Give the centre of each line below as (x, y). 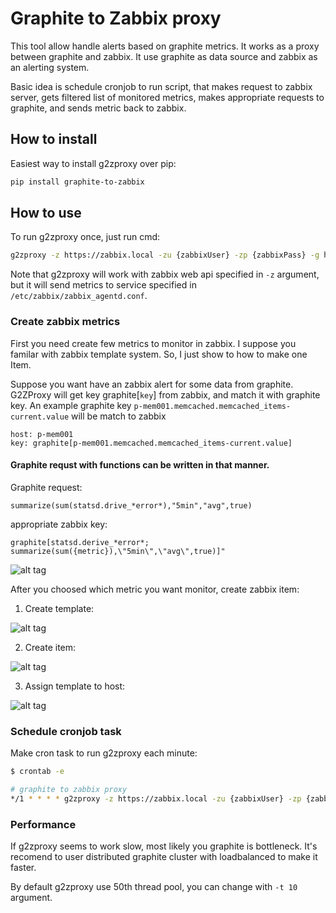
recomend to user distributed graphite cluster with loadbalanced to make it (164, 857)
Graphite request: (46, 487)
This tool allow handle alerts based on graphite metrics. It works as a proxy (165, 46)
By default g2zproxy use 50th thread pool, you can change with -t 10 (154, 887)
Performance (43, 824)
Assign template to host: (75, 686)
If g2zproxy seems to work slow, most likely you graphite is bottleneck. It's (164, 846)
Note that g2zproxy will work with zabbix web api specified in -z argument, (165, 274)
